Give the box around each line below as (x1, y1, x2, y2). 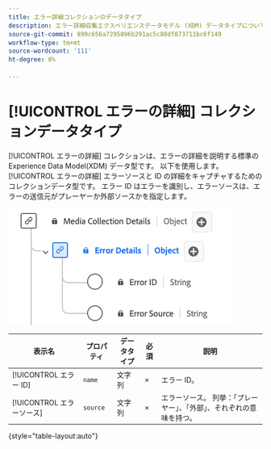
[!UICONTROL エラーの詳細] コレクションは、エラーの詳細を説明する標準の (8, 150, 260, 161)
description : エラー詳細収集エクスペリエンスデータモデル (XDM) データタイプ (8, 21, 242, 30)
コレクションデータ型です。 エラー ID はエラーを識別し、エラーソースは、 (8, 181, 254, 191)
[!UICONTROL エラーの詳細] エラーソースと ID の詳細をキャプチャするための (8, 170, 263, 181)
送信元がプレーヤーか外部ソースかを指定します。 (29, 191, 191, 201)
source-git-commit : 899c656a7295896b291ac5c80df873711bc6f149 (8, 30, 222, 38)
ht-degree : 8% (8, 56, 56, 64)
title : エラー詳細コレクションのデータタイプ (8, 13, 143, 21)
